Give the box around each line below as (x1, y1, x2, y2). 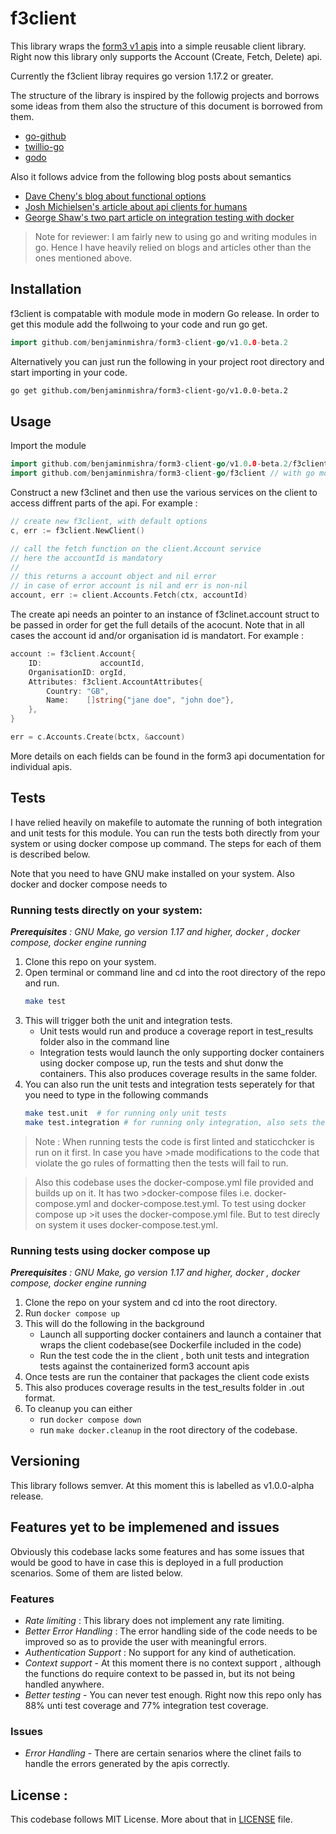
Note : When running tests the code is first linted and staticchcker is (34, 1135, 315, 1147)
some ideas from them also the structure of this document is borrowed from (10, 100, 323, 112)
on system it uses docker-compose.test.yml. (34, 1218, 218, 1231)
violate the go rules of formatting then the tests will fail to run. (34, 1157, 289, 1169)
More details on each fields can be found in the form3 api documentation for (10, 750, 325, 762)
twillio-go (24, 140, 65, 152)
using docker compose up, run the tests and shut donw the (39, 1057, 284, 1069)
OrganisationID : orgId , (28, 667, 128, 677)
